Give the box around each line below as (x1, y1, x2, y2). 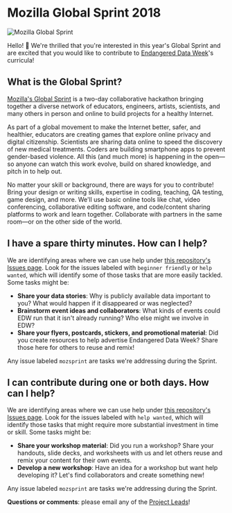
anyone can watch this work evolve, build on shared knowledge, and (15, 160, 211, 168)
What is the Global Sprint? (7, 76, 123, 88)
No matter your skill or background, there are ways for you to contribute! (7, 180, 215, 189)
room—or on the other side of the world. (7, 217, 123, 226)
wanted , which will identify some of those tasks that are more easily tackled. (7, 271, 223, 279)
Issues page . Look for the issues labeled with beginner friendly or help (7, 263, 213, 271)
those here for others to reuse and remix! (17, 343, 135, 351)
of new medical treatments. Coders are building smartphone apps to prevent (7, 144, 226, 153)
